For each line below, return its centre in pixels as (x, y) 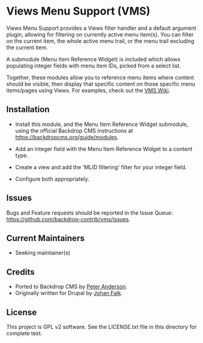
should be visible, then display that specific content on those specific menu (101, 84)
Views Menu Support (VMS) (78, 11)
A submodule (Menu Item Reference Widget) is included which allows (93, 59)
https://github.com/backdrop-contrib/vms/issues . (68, 219)
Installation (28, 110)
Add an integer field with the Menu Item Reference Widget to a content (104, 149)
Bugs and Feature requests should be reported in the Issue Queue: (90, 213)
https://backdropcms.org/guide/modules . (67, 137)
